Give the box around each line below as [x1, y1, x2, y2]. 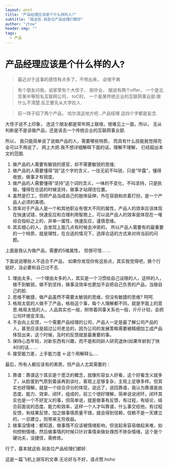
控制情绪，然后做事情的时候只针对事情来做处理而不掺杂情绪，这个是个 [17, 428, 162, 434]
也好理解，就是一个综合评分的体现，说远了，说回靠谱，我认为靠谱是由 [17, 384, 162, 391]
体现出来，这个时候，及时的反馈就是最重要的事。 [12, 332, 114, 338]
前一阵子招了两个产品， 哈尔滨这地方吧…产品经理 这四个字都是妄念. [17, 110, 157, 116]
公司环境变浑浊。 [12, 313, 48, 319]
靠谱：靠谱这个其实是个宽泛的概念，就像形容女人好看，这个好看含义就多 [12, 372, 162, 378]
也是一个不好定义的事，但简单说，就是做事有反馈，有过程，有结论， [17, 397, 158, 403]
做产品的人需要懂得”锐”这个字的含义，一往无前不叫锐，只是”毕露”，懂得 [12, 167, 162, 174]
